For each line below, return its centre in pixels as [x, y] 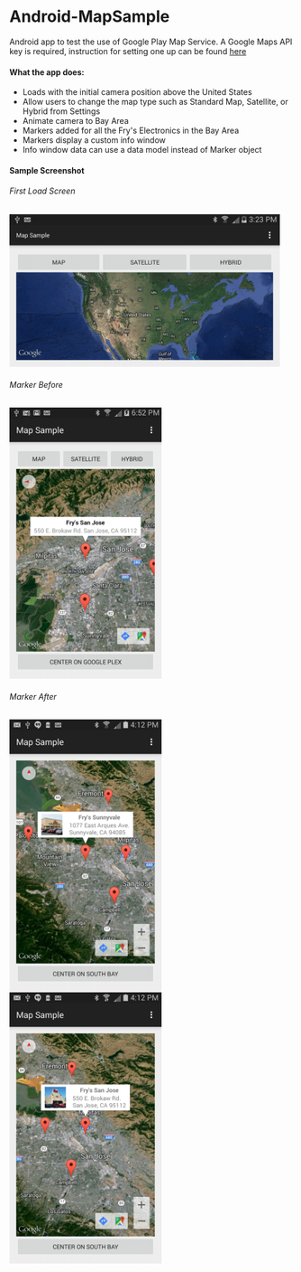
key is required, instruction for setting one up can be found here [128, 51]
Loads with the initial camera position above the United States [137, 92]
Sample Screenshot [47, 170]
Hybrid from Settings [61, 111]
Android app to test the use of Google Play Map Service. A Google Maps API [151, 42]
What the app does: [47, 72]
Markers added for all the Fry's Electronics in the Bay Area [131, 131]
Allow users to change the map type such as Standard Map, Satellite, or [155, 102]
